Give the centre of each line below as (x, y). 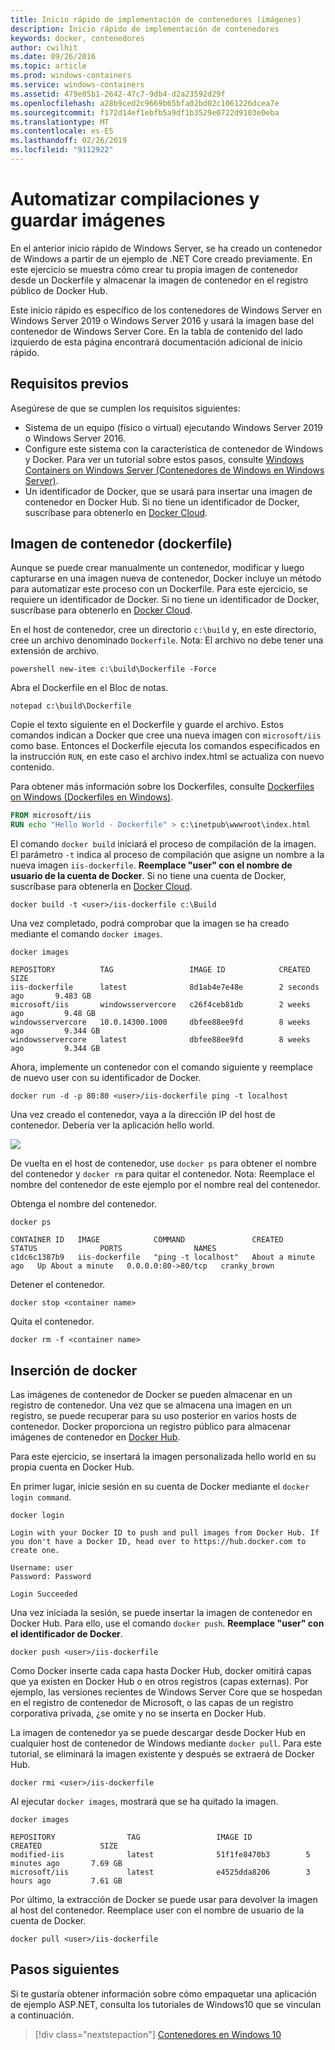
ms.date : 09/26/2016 (53, 57)
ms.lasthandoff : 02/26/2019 (69, 141)
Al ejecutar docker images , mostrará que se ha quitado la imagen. (144, 1801)
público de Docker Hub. (59, 290)
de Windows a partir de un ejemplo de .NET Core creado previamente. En (161, 258)
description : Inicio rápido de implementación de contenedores (145, 29)
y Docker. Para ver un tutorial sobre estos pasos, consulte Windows (164, 459)
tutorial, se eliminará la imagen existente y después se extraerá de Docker (162, 1754)
